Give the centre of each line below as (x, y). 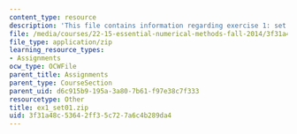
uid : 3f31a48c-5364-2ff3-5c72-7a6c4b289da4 (91, 115)
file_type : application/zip (61, 42)
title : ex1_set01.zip (49, 108)
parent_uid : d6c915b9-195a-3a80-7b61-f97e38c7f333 (104, 91)
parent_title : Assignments (59, 75)
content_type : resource (53, 17)
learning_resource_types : (57, 50)
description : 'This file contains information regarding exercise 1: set (148, 26)
